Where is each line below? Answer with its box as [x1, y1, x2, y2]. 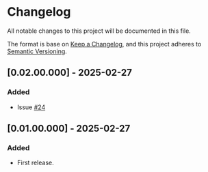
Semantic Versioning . [7, 47, 67, 55]
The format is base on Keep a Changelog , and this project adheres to [7, 40, 202, 48]
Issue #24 [16, 103, 46, 111]
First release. [16, 158, 54, 167]
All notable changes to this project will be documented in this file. [7, 27, 192, 35]
